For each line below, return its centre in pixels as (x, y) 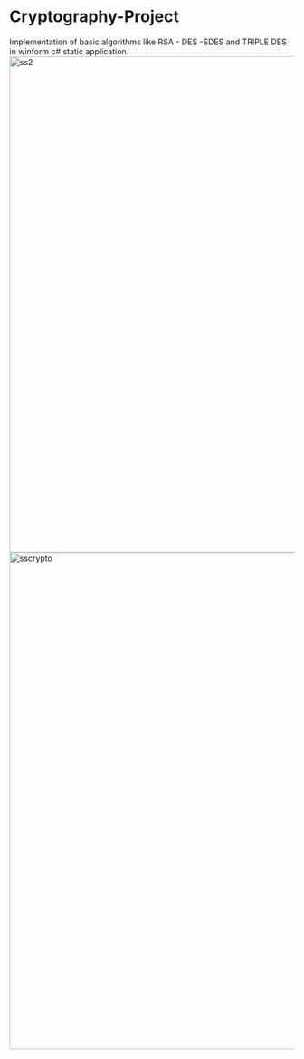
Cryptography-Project (94, 17)
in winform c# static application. (69, 51)
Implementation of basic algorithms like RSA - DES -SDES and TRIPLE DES (148, 42)
